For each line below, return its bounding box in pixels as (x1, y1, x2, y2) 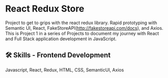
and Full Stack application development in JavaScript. (5, 36, 117, 42)
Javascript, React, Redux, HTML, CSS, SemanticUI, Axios (5, 66, 124, 73)
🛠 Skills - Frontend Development (5, 51, 111, 59)
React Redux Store (5, 3, 85, 15)
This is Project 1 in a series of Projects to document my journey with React (5, 30, 159, 36)
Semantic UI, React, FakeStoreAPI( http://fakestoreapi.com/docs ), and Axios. (5, 25, 163, 31)
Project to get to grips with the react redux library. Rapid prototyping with (5, 20, 157, 26)
